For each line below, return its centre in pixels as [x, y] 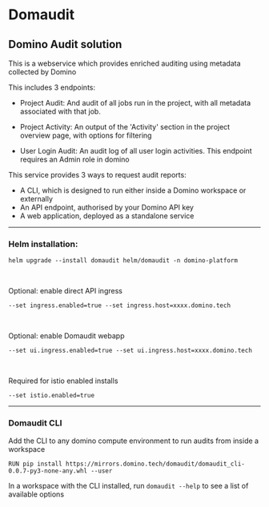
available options [36, 494]
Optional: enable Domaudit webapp [66, 336]
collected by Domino [42, 72]
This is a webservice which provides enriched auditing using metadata [125, 63]
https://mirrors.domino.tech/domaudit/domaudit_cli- [155, 464]
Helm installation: [43, 244]
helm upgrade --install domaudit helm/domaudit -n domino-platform [123, 261]
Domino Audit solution [65, 44]
